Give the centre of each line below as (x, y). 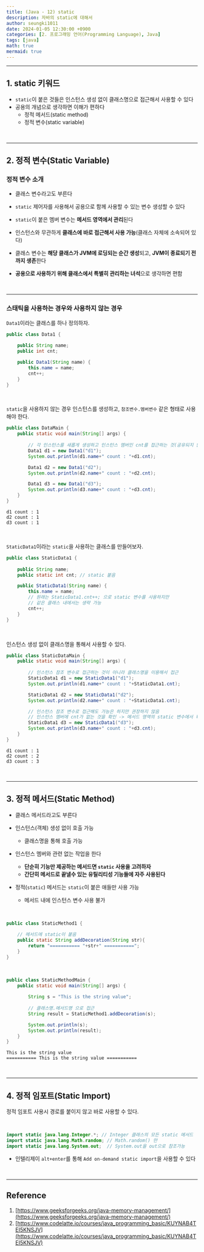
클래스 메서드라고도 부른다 (46, 815)
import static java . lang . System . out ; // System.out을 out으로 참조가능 (96, 1146)
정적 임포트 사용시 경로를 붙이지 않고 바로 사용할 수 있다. (73, 1111)
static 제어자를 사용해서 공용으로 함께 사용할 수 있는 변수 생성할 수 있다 (100, 207)
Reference (26, 1196)
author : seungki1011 (32, 23)
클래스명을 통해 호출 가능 (53, 841)
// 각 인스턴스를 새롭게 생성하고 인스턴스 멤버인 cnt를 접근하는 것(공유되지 (111, 445)
